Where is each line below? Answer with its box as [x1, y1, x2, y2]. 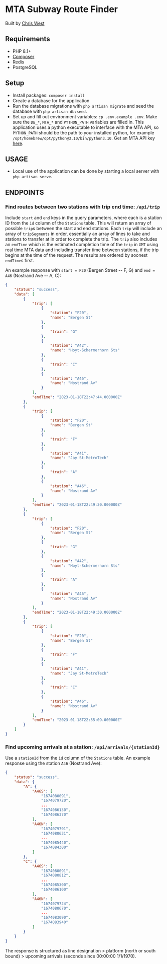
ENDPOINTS [5, 188, 44, 197]
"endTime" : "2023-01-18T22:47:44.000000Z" [32, 395, 122, 400]
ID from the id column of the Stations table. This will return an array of [5, 220, 151, 226]
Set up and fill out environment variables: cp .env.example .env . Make [12, 113, 157, 119]
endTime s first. [5, 258, 34, 264]
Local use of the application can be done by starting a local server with [12, 168, 159, 174]
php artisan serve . [12, 174, 53, 180]
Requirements [5, 35, 50, 43]
